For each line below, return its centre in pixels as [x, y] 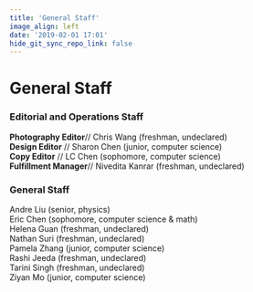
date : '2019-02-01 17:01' [58, 35]
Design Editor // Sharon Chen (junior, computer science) [116, 146]
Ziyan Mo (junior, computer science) [78, 277]
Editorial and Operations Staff [77, 117]
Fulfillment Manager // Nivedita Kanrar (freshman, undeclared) [127, 166]
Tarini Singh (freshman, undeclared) [77, 268]
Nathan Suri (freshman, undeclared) [77, 239]
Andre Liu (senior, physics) [60, 210]
